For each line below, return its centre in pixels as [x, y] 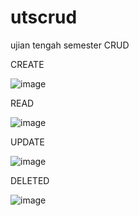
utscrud [44, 17]
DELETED [30, 180]
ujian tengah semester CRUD [70, 45]
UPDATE [27, 142]
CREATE [27, 64]
